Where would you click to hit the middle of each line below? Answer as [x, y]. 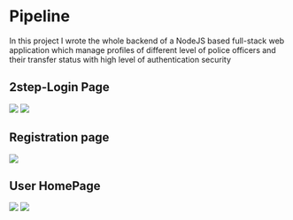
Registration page [59, 137]
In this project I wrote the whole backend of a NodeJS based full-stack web [147, 41]
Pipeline [40, 16]
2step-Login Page [60, 87]
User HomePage [55, 186]
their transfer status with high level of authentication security [120, 59]
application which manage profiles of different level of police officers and [143, 49]
